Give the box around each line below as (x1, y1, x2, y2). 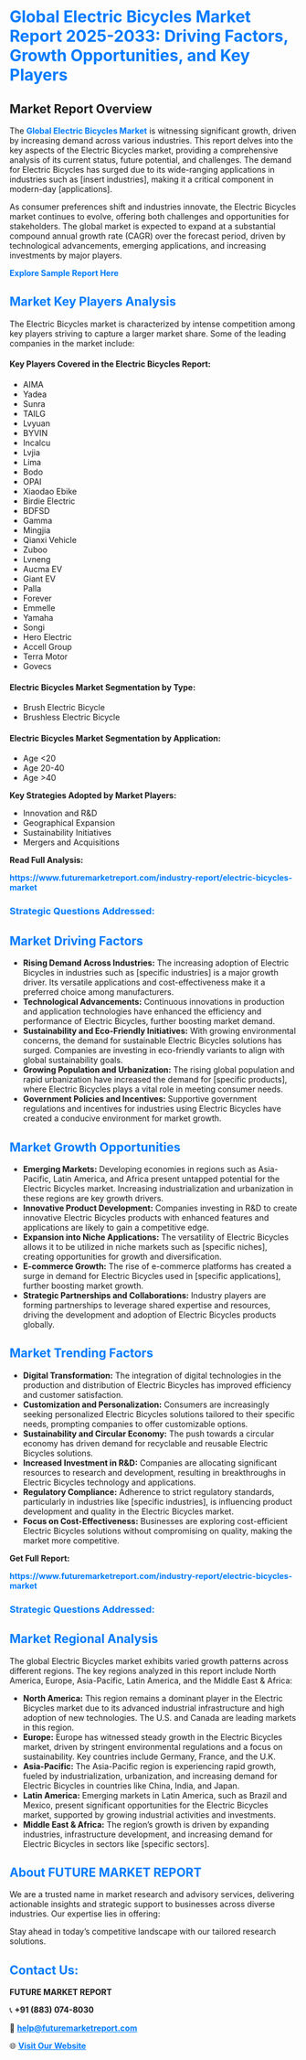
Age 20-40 (22, 763, 65, 774)
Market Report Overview (9, 101, 153, 116)
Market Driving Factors (9, 933, 143, 948)
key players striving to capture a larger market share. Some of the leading (9, 327, 287, 339)
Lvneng (22, 554, 51, 565)
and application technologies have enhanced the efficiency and (22, 1006, 262, 1017)
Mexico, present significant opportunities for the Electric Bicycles (22, 1799, 269, 1810)
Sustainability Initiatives (22, 827, 112, 838)
